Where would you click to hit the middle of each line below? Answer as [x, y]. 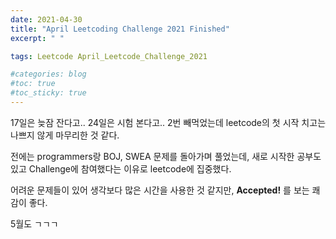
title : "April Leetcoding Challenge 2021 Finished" [120, 29]
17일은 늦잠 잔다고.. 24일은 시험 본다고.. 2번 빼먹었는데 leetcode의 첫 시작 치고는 [168, 122]
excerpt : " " [37, 38]
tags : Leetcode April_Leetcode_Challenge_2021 [109, 56]
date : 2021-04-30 [46, 19]
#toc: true [33, 84]
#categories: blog [48, 74]
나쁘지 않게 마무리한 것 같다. [65, 135]
